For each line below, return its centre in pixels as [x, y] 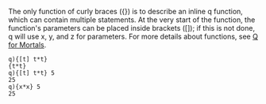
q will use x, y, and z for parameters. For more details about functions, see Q [133, 36]
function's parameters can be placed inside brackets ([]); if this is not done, [132, 28]
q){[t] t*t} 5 [32, 73]
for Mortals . [27, 45]
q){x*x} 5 [25, 87]
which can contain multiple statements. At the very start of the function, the [132, 20]
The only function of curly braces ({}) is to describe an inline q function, [126, 11]
